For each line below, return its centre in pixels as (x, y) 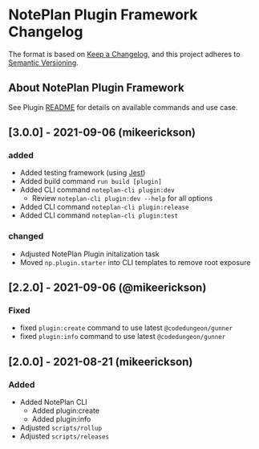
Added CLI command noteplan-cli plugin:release (104, 207)
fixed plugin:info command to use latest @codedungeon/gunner (123, 337)
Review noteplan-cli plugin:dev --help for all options (122, 198)
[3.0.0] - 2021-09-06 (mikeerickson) (102, 133)
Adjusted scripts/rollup (61, 428)
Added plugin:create (66, 410)
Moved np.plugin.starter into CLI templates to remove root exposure (135, 262)
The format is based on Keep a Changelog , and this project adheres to (124, 54)
